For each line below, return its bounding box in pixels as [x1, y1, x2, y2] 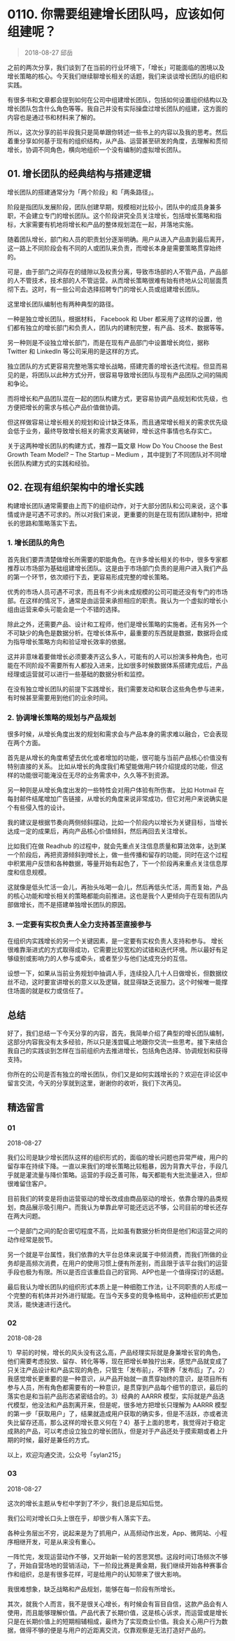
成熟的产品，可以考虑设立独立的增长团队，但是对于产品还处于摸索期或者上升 [7, 1427, 228, 1435]
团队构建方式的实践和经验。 [13, 459, 93, 467]
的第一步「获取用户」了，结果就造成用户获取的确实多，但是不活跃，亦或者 [7, 1409, 222, 1418]
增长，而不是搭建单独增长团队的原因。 [19, 901, 130, 909]
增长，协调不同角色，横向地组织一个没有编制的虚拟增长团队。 [7, 145, 185, 154]
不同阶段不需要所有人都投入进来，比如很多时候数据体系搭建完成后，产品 [19, 661, 228, 669]
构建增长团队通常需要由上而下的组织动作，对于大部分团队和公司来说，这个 [7, 501, 222, 509]
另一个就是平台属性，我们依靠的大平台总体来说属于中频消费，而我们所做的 [7, 1250, 222, 1258]
